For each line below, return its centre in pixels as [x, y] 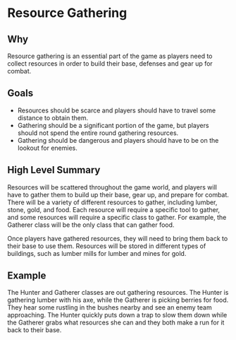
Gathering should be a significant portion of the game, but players [113, 125]
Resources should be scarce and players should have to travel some [117, 110]
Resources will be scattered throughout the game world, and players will [112, 187]
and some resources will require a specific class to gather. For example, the [117, 217]
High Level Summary [54, 170]
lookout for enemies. [47, 148]
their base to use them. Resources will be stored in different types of [107, 246]
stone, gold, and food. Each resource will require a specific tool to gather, [114, 209]
